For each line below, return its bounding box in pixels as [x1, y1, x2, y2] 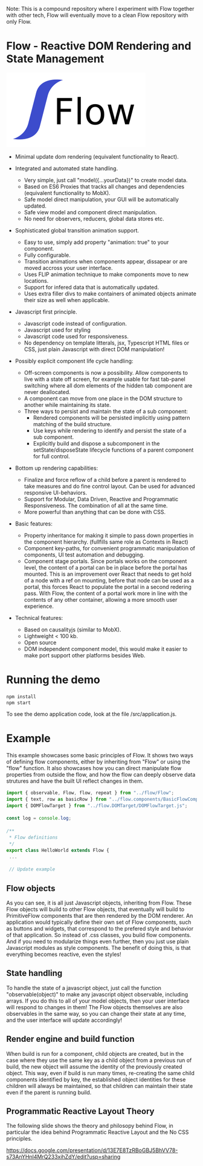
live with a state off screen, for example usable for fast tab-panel [24, 375, 185, 383]
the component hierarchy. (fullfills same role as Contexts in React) [24, 538, 188, 545]
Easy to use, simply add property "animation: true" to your [24, 239, 169, 246]
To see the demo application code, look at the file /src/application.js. [6, 710, 177, 717]
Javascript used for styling [24, 326, 91, 334]
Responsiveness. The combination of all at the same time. [24, 502, 168, 509]
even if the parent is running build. [6, 1089, 92, 1096]
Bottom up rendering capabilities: [14, 464, 98, 472]
